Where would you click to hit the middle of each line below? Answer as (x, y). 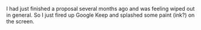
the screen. (20, 21)
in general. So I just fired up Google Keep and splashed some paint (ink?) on (100, 15)
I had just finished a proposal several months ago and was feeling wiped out (100, 9)
